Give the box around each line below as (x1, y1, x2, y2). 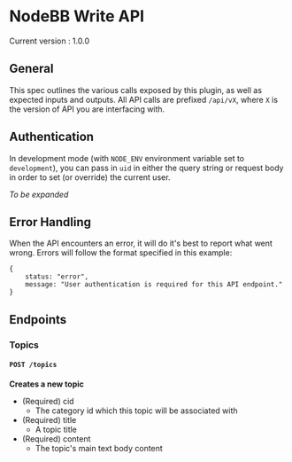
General (9, 61, 55, 76)
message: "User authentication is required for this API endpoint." (25, 280, 283, 289)
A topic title (35, 424, 78, 435)
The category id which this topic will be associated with (35, 405, 238, 416)
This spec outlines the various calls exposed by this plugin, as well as (9, 84, 263, 95)
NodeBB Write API (9, 6, 144, 27)
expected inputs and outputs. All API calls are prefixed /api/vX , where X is (9, 94, 279, 105)
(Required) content (21, 433, 91, 444)
